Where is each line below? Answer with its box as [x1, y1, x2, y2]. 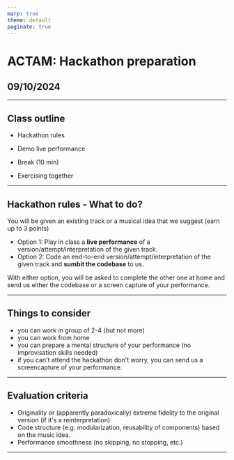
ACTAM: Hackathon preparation [7, 53, 196, 69]
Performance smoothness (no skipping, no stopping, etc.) [17, 438, 183, 446]
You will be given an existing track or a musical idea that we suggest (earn [7, 217, 221, 225]
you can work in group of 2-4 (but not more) [17, 325, 145, 335]
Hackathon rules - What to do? [7, 198, 143, 210]
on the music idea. [17, 430, 71, 439]
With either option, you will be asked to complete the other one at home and [7, 273, 225, 282]
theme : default [7, 17, 52, 24]
